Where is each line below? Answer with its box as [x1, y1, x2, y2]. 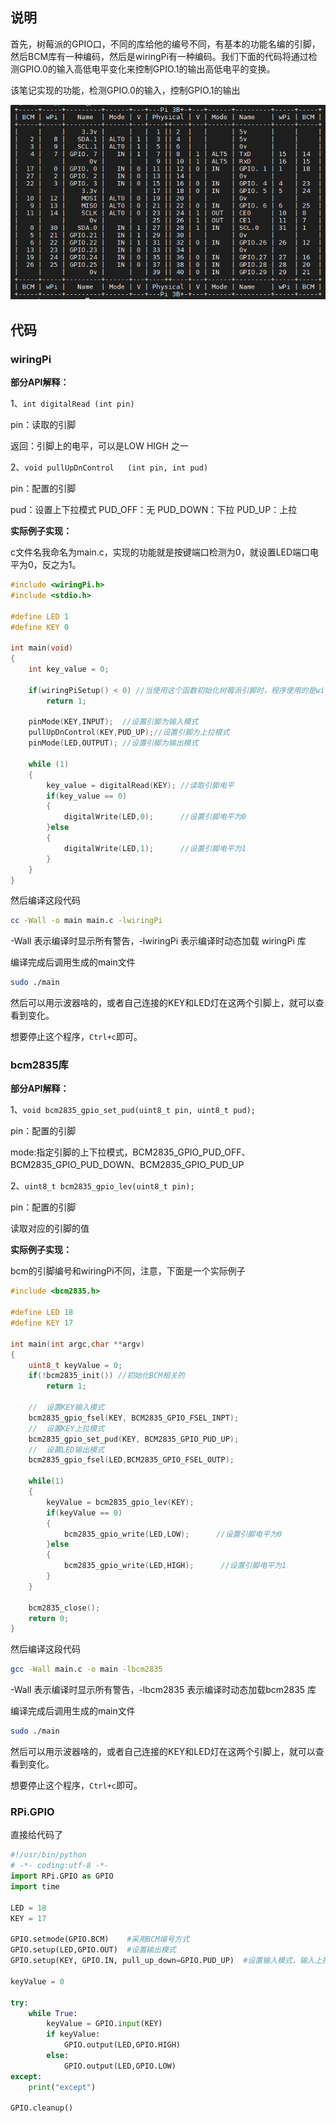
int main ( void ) [10, 643, 74, 653]
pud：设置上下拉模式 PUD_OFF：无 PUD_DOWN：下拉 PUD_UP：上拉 [10, 504, 298, 516]
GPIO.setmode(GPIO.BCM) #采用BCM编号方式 [10, 1934, 190, 1945]
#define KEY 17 [10, 1318, 74, 1328]
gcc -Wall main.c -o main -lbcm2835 [10, 1664, 163, 1675]
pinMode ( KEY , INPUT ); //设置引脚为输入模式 [28, 717, 199, 727]
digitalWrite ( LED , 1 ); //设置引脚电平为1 [63, 843, 247, 853]
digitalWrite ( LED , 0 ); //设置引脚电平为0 [63, 812, 247, 822]
